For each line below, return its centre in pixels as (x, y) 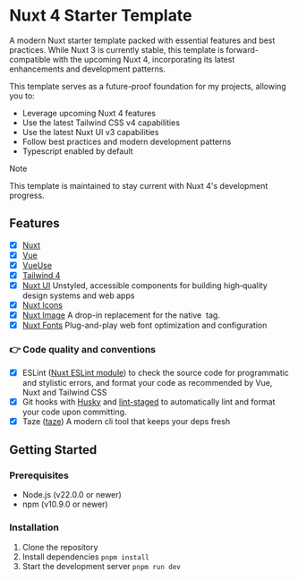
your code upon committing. (74, 412)
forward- (243, 49)
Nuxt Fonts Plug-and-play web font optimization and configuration (145, 325)
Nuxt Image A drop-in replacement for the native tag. (121, 315)
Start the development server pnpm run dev (101, 566)
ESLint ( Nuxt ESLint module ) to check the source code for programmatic (155, 372)
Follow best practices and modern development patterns (127, 141)
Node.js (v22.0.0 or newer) (72, 495)
